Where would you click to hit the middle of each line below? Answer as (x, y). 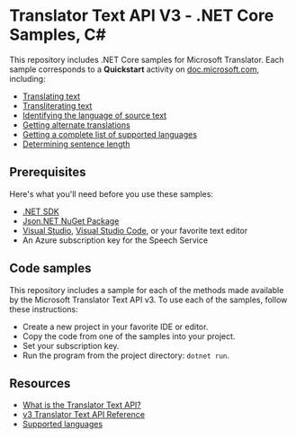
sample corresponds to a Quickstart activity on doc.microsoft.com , (134, 69)
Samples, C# (58, 35)
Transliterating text (57, 105)
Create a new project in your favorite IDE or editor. (115, 326)
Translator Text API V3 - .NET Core (142, 16)
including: (28, 78)
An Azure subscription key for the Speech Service (115, 240)
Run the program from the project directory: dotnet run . (126, 355)
